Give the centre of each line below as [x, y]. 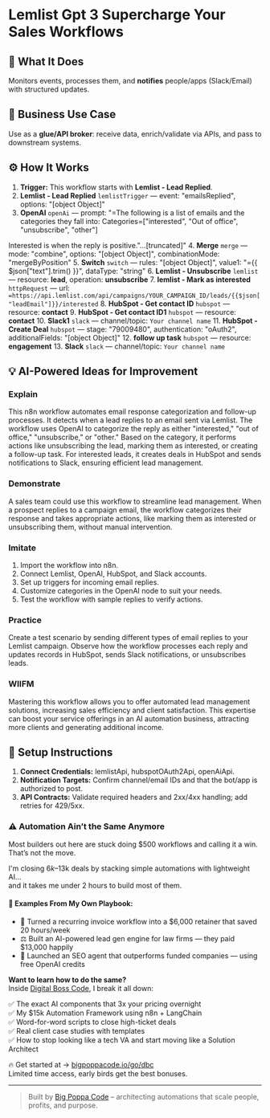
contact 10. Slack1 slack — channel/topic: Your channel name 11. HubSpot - [133, 320]
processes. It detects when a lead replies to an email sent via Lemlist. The [131, 420]
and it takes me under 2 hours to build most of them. [95, 885]
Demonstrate [35, 484]
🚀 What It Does [46, 61]
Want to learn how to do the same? [67, 979]
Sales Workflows [66, 32]
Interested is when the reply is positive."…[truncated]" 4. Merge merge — [128, 245]
